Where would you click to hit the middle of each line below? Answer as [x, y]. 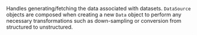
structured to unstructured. [40, 27]
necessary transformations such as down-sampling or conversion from [94, 21]
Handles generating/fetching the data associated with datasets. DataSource [99, 8]
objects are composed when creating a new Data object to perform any [94, 15]
